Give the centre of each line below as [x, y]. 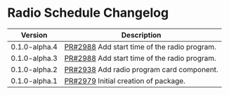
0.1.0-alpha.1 [34, 80]
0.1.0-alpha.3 [34, 58]
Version [34, 35]
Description [141, 35]
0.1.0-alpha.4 [34, 47]
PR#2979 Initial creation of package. [125, 80]
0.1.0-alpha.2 [34, 69]
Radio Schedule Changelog [88, 13]
